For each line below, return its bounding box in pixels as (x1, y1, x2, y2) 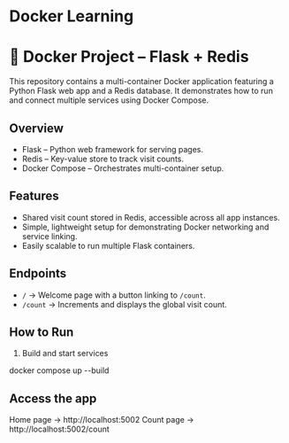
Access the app (9, 391, 97, 406)
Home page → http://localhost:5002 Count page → (9, 415, 194, 425)
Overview (9, 120, 65, 136)
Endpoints (9, 266, 67, 281)
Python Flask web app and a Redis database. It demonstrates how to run (9, 86, 274, 97)
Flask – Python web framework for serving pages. (21, 144, 204, 154)
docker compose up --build (9, 365, 110, 376)
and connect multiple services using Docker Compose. (9, 95, 209, 105)
